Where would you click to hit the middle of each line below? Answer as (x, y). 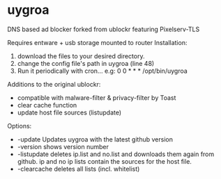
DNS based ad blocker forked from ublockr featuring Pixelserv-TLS (104, 29)
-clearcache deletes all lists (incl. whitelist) (78, 169)
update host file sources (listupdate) (69, 112)
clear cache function (47, 105)
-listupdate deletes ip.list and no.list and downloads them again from (116, 154)
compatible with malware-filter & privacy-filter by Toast (97, 97)
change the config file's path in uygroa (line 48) (86, 63)
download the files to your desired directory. (81, 56)
